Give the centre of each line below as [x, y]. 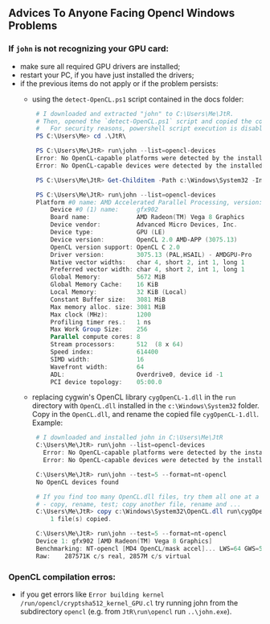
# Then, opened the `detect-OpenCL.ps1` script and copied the [144, 121]
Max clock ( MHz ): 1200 [100, 314]
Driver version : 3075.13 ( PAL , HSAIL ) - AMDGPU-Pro [151, 254]
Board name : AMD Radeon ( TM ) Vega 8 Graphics [147, 217]
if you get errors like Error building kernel [92, 594]
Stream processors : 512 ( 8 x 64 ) [117, 345]
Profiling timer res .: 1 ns [100, 322]
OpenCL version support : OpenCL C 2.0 [115, 247]
